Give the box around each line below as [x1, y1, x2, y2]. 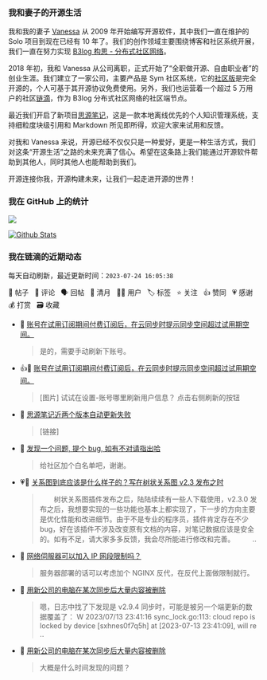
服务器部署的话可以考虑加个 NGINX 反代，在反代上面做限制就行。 [39, 568, 254, 577]
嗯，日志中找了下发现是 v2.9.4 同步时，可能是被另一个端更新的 [39, 602, 246, 611]
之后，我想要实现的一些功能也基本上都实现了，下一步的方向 [46, 504, 242, 513]
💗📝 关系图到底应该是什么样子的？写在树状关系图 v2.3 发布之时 [19, 477, 224, 487]
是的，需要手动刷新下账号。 [39, 346, 131, 356]
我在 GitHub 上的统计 [8, 196, 89, 207]
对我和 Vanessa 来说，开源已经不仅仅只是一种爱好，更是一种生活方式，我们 [8, 137, 256, 147]
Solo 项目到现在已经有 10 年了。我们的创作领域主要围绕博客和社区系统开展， [8, 37, 259, 46]
